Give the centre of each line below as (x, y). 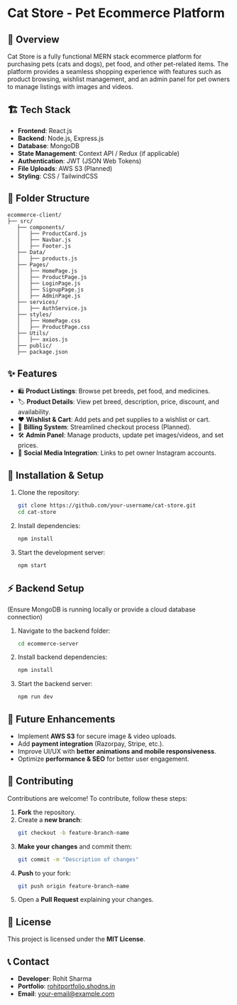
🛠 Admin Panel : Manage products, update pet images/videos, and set (121, 435)
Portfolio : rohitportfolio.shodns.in (66, 986)
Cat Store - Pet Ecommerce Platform (116, 13)
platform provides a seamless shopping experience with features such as (114, 72)
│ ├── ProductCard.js (52, 233)
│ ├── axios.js (43, 340)
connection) (25, 616)
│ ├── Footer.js (44, 246)
